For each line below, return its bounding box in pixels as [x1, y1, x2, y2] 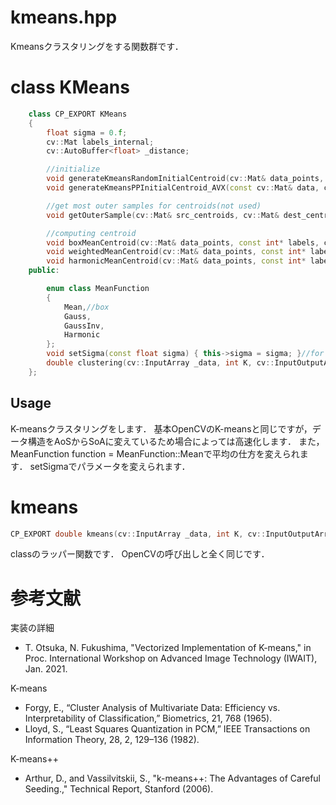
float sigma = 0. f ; [46, 127, 128, 138]
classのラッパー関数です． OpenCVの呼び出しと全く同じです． [10, 548, 270, 560]
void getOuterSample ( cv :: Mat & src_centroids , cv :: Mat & [46, 210, 280, 220]
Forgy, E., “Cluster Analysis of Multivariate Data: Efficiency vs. [24, 702, 281, 714]
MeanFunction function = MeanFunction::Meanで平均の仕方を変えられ [10, 447, 300, 460]
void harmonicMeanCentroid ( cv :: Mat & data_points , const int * [46, 256, 307, 266]
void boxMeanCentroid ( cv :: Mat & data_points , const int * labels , [46, 237, 320, 248]
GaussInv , [63, 321, 105, 331]
